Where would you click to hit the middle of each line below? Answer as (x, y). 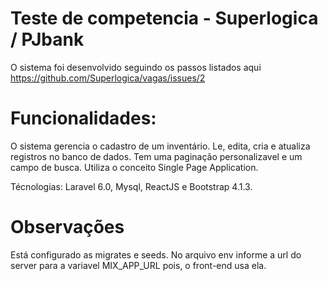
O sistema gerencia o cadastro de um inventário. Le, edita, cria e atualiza (160, 146)
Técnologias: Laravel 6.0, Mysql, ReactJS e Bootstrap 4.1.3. (131, 186)
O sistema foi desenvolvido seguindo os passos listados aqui (136, 67)
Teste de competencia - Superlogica (164, 18)
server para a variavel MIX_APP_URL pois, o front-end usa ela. (138, 265)
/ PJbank (47, 39)
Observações (67, 227)
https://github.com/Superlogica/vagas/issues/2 (108, 78)
